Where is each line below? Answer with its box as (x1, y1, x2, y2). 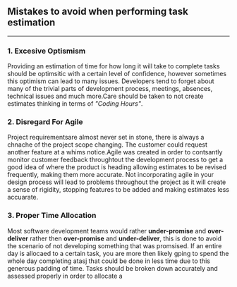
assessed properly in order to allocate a (7, 271, 123, 280)
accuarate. (7, 193, 39, 202)
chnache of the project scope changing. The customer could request (7, 140, 208, 149)
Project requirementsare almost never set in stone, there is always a (7, 133, 205, 142)
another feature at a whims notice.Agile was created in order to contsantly (7, 148, 223, 157)
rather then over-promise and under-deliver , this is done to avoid (29, 234, 222, 243)
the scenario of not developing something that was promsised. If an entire (7, 241, 222, 250)
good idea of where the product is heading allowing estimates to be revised (7, 163, 227, 171)
